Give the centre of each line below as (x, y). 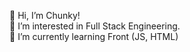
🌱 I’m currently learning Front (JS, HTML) (94, 36)
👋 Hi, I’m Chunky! (45, 15)
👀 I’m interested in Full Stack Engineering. (95, 26)
